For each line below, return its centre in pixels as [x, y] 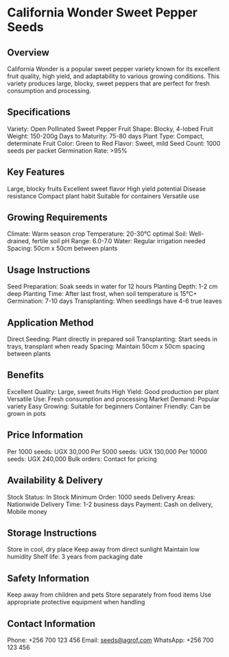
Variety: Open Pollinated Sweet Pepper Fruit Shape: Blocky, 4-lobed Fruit [110, 129]
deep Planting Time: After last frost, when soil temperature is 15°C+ [102, 294]
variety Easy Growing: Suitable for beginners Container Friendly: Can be [109, 406]
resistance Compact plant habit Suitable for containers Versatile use [103, 196]
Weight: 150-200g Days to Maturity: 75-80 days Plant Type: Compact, [106, 136]
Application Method [50, 322]
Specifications [39, 112]
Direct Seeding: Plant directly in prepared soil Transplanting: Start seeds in [112, 339]
